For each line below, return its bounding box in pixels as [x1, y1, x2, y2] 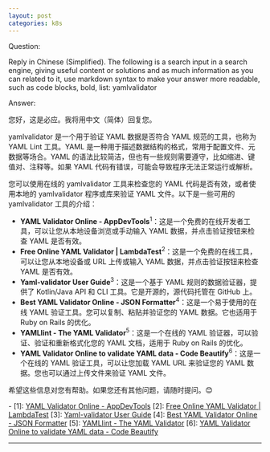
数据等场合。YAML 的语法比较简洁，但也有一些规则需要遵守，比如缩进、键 [8, 152, 256, 161]
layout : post [8, 11, 52, 20]
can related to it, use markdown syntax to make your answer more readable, [8, 74, 260, 83]
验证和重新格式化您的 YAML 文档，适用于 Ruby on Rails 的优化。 [34, 338, 247, 348]
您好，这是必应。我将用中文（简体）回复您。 [8, 114, 157, 124]
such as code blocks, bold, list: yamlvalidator [8, 82, 157, 92]
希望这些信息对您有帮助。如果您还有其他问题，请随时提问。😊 [8, 385, 213, 395]
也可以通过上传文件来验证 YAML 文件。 [41, 369, 171, 378]
